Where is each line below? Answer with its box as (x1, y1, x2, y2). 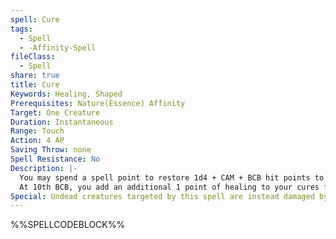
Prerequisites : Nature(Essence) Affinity (10, 98, 186, 108)
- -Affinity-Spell (19, 42, 97, 53)
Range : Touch (10, 126, 65, 136)
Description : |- (10, 163, 78, 173)
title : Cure (10, 80, 60, 90)
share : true (10, 71, 60, 81)
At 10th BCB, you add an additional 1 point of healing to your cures (19, 182, 320, 192)
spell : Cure (10, 14, 60, 25)
